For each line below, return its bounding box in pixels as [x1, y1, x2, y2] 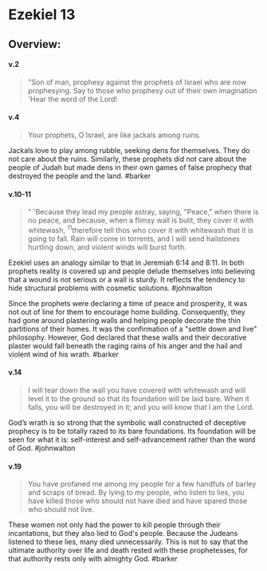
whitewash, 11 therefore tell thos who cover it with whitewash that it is [27, 224, 253, 234]
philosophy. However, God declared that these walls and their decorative [8, 333, 247, 342]
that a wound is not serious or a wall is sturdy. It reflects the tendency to [8, 274, 245, 284]
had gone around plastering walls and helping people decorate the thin [8, 315, 241, 325]
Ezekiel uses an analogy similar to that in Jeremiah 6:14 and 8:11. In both [8, 258, 245, 267]
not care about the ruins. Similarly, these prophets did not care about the [8, 154, 247, 163]
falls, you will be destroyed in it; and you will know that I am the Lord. [27, 403, 254, 412]
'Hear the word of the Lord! [27, 94, 118, 104]
